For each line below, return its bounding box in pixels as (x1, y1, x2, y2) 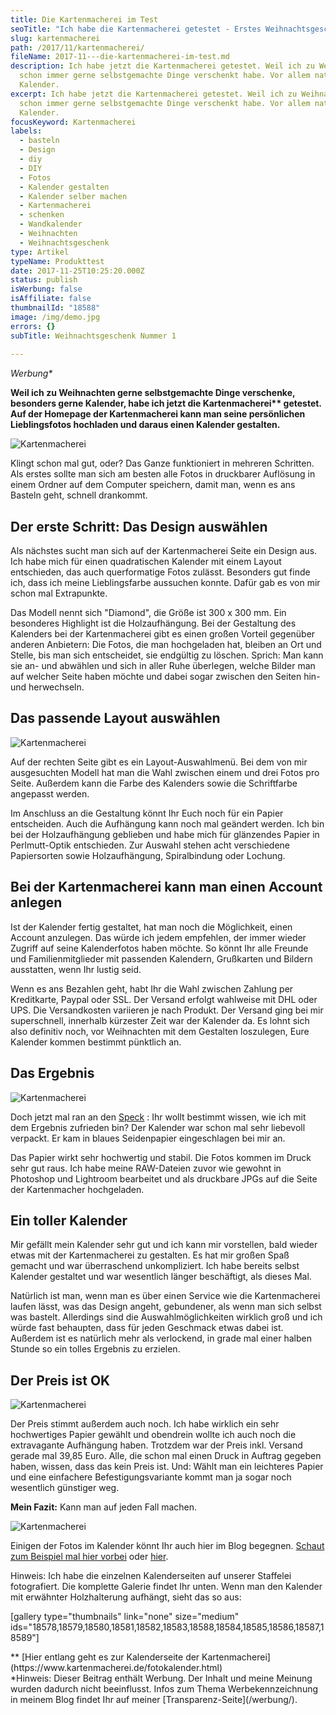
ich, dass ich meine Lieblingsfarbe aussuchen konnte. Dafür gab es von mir (10, 577, 321, 589)
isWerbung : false (10, 284, 83, 295)
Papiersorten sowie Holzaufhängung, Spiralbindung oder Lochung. (10, 849, 286, 861)
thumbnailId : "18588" (10, 303, 101, 313)
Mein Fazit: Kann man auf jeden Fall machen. (10, 1501, 198, 1513)
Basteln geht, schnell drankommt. (10, 489, 148, 501)
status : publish (10, 275, 78, 285)
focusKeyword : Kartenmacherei (10, 117, 137, 127)
